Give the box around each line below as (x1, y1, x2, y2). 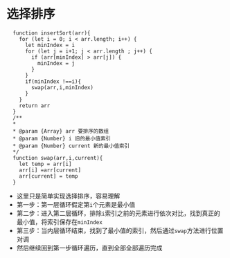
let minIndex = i (24, 42, 76, 48)
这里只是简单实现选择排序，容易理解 (16, 192, 121, 200)
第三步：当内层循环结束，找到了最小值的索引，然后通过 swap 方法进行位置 (16, 226, 224, 234)
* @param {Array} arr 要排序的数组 (12, 127, 109, 135)
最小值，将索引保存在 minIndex (16, 217, 103, 225)
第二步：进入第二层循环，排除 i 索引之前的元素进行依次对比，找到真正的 (16, 209, 220, 217)
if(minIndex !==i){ (24, 77, 81, 85)
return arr (19, 102, 51, 109)
